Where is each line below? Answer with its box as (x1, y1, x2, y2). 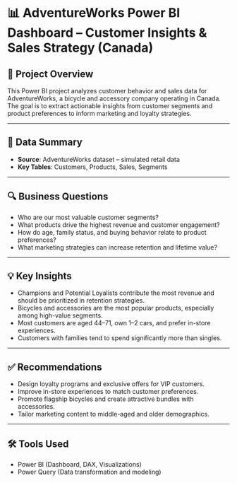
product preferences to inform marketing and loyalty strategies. (7, 110, 192, 117)
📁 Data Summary (7, 136, 83, 149)
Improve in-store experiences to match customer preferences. (17, 388, 199, 396)
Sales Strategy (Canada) (7, 40, 154, 56)
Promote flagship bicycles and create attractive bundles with (17, 395, 194, 403)
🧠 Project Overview (7, 68, 94, 80)
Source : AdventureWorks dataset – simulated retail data (17, 155, 180, 163)
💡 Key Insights (7, 270, 72, 282)
